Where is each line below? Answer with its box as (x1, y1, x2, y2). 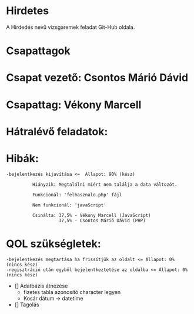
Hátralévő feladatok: (6, 125, 108, 138)
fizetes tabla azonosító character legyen (23, 288, 121, 295)
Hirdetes (6, 4, 49, 18)
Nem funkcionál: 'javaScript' (32, 202, 107, 208)
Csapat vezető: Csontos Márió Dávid (6, 71, 189, 85)
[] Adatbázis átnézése (14, 282, 68, 289)
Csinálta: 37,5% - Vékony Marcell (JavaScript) (32, 212, 151, 218)
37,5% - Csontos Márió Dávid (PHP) (58, 218, 146, 223)
